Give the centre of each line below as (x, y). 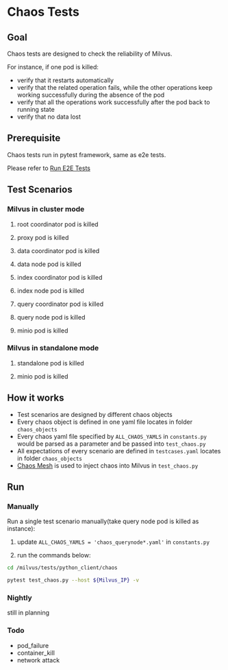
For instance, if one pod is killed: (53, 67)
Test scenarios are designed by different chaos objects (94, 414)
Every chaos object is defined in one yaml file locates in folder (105, 422)
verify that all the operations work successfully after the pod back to (113, 102)
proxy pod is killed (43, 237)
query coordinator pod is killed (60, 304)
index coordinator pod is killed (60, 277)
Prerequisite (34, 138)
